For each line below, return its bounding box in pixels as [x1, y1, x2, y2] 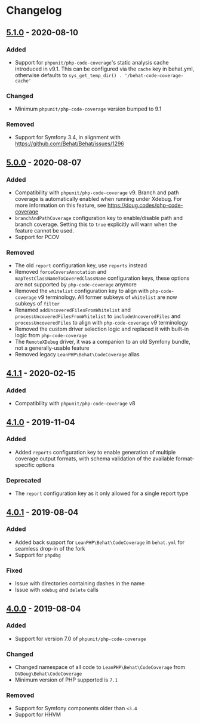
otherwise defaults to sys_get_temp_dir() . [14, 71, 122, 78]
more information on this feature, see [14, 201, 106, 209]
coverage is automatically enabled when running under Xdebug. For [14, 195, 182, 203]
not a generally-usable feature [14, 344, 90, 352]
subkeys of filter [14, 300, 60, 307]
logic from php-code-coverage [14, 332, 88, 339]
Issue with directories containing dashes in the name [14, 580, 145, 587]
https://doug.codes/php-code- [107, 201, 183, 209]
